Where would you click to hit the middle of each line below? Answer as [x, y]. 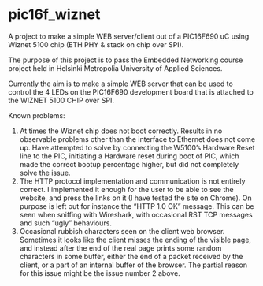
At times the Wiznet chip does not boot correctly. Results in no [121, 131]
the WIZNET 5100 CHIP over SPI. [61, 100]
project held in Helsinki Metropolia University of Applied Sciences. [115, 68]
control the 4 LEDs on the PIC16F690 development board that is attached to [131, 91]
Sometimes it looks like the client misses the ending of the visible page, [135, 240]
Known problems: [37, 115]
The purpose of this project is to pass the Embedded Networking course [126, 60]
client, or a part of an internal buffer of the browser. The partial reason [133, 265]
